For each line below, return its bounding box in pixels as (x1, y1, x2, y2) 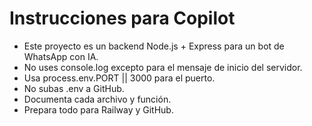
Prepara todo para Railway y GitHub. (23, 103, 174, 116)
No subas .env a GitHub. (23, 82, 125, 94)
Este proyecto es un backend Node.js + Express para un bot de (23, 40, 285, 52)
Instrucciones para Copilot (9, 7, 236, 30)
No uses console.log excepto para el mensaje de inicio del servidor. (23, 61, 303, 73)
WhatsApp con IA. (23, 50, 99, 62)
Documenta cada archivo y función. (23, 93, 172, 105)
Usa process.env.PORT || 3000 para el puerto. (23, 72, 216, 84)
